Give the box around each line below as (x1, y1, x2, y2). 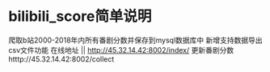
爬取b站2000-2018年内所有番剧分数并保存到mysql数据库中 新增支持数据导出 (8, 35, 263, 45)
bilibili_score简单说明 (8, 7, 152, 26)
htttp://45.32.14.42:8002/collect (8, 54, 115, 64)
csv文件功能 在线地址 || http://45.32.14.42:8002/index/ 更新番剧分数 (8, 45, 234, 54)
